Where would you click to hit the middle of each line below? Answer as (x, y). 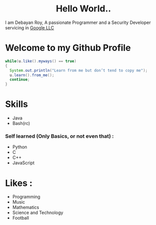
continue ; (20, 80)
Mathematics (26, 208)
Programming (26, 197)
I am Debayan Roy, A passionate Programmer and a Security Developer (78, 22)
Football (21, 218)
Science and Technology (38, 213)
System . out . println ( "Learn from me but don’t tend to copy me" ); (79, 70)
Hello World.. (83, 9)
